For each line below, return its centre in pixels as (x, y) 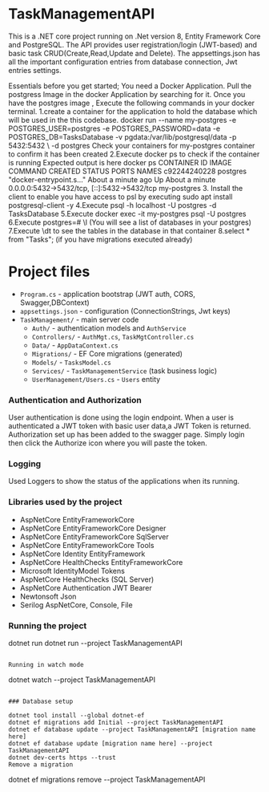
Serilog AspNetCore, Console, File (76, 605)
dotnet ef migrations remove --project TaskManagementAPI (107, 780)
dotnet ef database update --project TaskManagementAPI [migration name (132, 730)
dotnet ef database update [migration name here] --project (111, 744)
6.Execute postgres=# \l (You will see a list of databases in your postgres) (130, 222)
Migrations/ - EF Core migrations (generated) (107, 353)
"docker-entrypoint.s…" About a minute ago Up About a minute (112, 179)
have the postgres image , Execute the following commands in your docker (131, 103)
